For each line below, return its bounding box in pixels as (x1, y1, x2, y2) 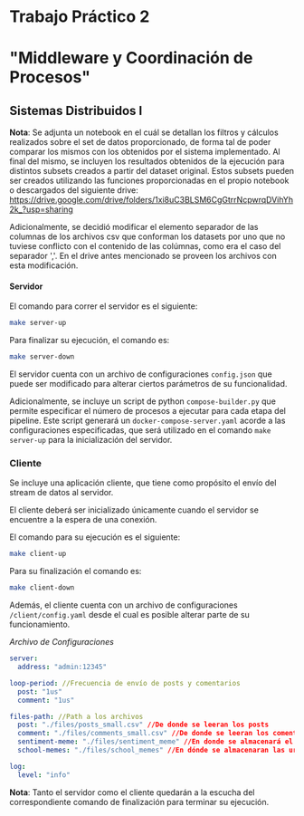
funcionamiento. (9, 619, 71, 630)
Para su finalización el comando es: (9, 566, 142, 577)
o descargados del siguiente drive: (9, 185, 138, 196)
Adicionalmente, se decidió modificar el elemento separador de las (9, 222, 259, 233)
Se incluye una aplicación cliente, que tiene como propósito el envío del (9, 477, 277, 488)
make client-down (9, 583, 75, 592)
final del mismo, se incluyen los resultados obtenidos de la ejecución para (9, 156, 285, 167)
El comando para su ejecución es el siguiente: (9, 532, 181, 542)
